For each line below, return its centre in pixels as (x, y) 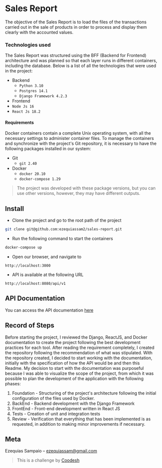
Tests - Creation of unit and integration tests (56, 414)
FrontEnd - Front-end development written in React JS (66, 408)
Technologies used (28, 45)
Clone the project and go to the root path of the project (67, 220)
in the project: (19, 71)
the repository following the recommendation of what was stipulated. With (79, 352)
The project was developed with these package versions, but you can (86, 188)
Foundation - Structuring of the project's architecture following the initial (84, 393)
